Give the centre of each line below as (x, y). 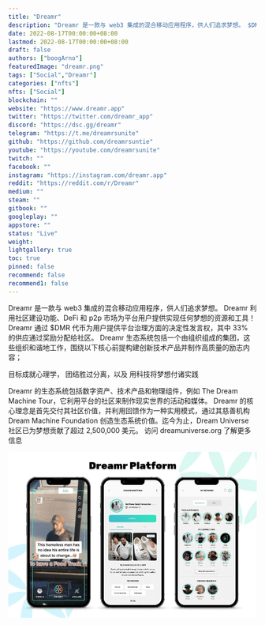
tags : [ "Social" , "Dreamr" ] (52, 75)
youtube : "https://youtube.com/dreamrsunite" (84, 150)
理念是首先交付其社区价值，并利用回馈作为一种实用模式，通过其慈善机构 (132, 410)
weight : (21, 242)
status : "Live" (33, 233)
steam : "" (24, 200)
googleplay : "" (33, 216)
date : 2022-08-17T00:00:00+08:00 (63, 33)
